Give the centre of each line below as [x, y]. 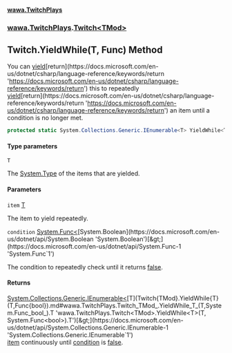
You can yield [27, 66]
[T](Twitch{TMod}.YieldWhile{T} [173, 298]
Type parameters [32, 146]
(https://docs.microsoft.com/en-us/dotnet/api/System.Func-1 [94, 246]
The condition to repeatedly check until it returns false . [85, 267]
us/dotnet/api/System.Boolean [51, 239]
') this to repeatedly [112, 88]
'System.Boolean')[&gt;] [129, 239]
